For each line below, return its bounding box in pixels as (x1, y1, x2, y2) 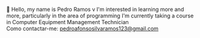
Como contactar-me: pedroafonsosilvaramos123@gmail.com (6, 25, 159, 32)
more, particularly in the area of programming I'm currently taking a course (6, 12, 194, 19)
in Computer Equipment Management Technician (6, 19, 129, 25)
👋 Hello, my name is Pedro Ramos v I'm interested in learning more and (6, 6, 184, 13)
